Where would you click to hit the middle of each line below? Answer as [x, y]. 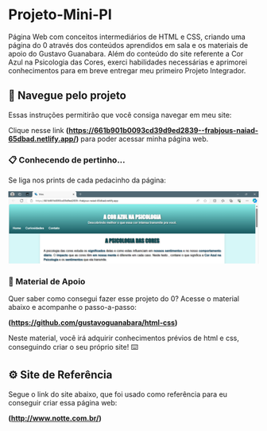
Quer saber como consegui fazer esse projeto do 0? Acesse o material [124, 299]
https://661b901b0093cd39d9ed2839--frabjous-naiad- [164, 130]
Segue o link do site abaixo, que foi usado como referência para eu [118, 394]
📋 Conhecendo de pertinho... [67, 159]
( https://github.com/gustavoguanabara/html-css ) [93, 323]
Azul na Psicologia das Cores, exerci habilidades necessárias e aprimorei [128, 62]
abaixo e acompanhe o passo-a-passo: [72, 308]
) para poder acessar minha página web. [142, 139]
